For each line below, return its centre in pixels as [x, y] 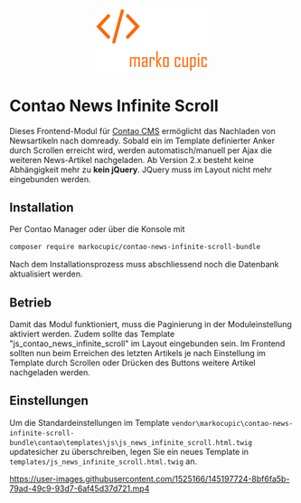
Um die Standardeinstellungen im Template [89, 422]
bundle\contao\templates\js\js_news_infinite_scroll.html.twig [131, 442]
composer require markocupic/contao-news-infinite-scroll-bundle [135, 247]
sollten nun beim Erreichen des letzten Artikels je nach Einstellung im [138, 353]
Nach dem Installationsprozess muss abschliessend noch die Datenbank [144, 265]
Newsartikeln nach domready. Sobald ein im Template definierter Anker [142, 140]
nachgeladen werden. [50, 372]
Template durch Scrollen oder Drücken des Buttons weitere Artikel [132, 363]
